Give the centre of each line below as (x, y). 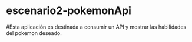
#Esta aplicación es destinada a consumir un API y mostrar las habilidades (96, 27)
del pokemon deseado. (34, 33)
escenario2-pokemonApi (69, 11)
